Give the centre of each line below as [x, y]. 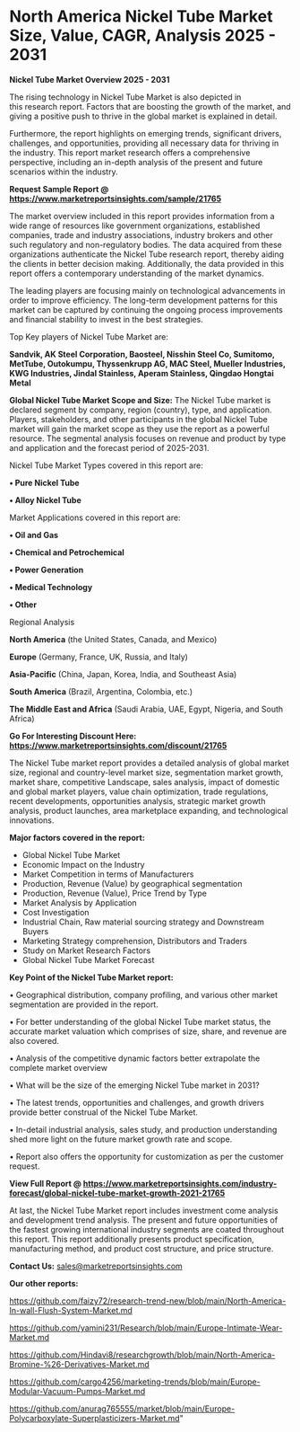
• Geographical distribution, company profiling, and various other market [144, 994]
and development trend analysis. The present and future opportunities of [144, 1220]
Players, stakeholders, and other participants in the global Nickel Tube [139, 419]
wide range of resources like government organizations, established [135, 225]
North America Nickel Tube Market [141, 17]
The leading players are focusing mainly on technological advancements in [147, 290]
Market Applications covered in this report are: [95, 517]
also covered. [34, 1040]
